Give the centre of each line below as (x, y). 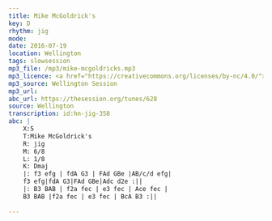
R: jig (34, 144)
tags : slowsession (39, 62)
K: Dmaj (36, 167)
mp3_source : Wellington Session (63, 83)
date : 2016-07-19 (38, 46)
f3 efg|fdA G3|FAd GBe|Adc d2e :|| (83, 182)
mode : (17, 38)
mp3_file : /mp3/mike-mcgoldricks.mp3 (72, 69)
